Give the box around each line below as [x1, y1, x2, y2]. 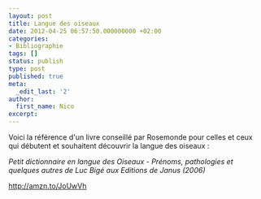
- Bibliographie [8, 42, 63, 50]
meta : [8, 80, 27, 88]
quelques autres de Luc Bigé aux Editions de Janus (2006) [8, 166, 206, 175]
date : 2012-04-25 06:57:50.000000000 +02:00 [8, 27, 162, 35]
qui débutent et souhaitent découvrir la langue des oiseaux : [8, 141, 210, 150]
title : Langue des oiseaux [8, 19, 100, 28]
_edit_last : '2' [15, 87, 71, 96]
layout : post [8, 11, 53, 20]
